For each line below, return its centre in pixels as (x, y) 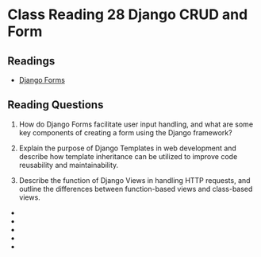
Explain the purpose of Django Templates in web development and (128, 148)
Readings (31, 61)
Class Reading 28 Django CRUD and (128, 15)
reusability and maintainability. (69, 165)
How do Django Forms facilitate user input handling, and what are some (136, 124)
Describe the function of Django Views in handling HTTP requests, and (134, 180)
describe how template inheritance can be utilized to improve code (128, 156)
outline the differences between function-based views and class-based (136, 189)
